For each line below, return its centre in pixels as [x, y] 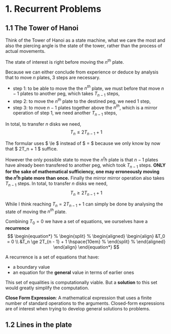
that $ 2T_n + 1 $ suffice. [32, 149]
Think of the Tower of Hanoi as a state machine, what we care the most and [85, 40]
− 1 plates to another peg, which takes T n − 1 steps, [66, 94]
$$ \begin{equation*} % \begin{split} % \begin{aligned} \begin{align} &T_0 [86, 236]
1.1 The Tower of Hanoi [42, 28]
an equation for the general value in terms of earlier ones [73, 272]
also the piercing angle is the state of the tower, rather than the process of [84, 46]
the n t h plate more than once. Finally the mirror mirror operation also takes [85, 178]
